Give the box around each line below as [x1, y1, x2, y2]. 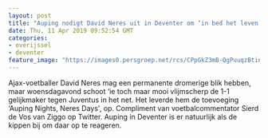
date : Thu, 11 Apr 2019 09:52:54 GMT [8, 26, 134, 34]
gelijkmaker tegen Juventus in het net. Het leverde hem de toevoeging [8, 95, 239, 104]
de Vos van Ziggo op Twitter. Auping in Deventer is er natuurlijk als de [8, 112, 238, 121]
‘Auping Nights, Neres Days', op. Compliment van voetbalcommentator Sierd [8, 103, 259, 112]
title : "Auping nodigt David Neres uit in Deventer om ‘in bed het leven [8, 19, 259, 27]
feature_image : [8, 57, 59, 65]
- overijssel [8, 41, 52, 49]
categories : [8, 34, 48, 42]
